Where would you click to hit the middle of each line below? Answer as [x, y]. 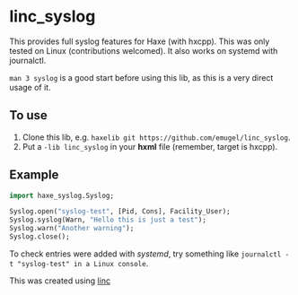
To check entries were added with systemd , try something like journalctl [145, 254]
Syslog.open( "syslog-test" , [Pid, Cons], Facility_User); [120, 212]
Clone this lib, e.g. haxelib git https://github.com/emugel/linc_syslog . [156, 137]
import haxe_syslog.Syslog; [62, 195]
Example [34, 175]
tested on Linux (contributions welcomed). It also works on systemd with [144, 50]
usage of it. [30, 87]
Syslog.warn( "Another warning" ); [72, 229]
